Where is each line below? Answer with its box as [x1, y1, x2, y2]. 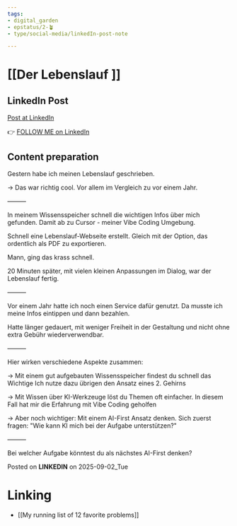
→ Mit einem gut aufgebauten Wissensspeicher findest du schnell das [7, 372, 212, 380]
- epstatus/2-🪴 [7, 23, 54, 30]
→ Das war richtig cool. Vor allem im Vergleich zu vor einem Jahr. [7, 183, 198, 192]
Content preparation [7, 151, 99, 163]
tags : [7, 10, 23, 18]
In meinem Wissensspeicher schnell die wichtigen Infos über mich [7, 211, 200, 219]
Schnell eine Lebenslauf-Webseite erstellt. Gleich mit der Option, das [7, 232, 208, 240]
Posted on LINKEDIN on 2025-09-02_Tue [7, 462, 129, 471]
